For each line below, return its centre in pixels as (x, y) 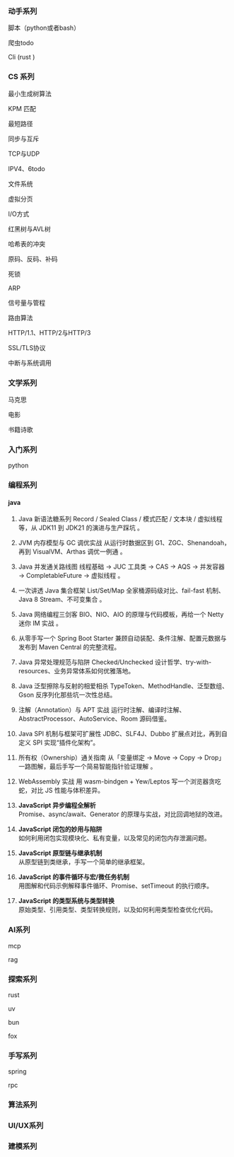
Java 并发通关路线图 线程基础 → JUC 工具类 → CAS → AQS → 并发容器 (121, 566)
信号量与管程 (27, 303)
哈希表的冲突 (27, 244)
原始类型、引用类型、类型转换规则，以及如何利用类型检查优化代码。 (117, 909)
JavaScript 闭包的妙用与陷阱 (60, 830)
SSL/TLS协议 (27, 347)
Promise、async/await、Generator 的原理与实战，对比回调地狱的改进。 (122, 814)
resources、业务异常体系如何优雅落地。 (76, 671)
